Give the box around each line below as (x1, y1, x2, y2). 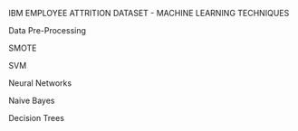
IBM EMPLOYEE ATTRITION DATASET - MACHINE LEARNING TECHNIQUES (8, 8, 290, 18)
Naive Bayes (8, 95, 55, 106)
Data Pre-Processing (8, 25, 87, 35)
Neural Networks (8, 78, 72, 89)
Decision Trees (8, 113, 65, 123)
